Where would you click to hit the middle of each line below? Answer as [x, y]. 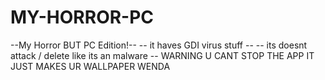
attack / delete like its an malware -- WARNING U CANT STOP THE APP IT [162, 55]
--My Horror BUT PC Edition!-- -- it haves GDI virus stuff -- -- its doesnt [159, 45]
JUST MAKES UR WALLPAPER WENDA [90, 66]
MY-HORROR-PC [82, 17]
